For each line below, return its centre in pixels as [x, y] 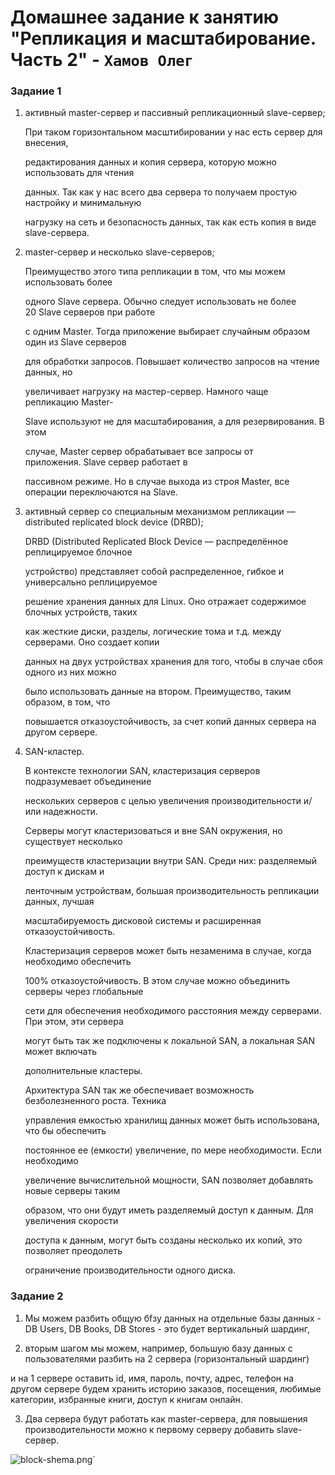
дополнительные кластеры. [83, 1071]
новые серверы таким [72, 1191]
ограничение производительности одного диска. [130, 1270]
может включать [61, 1052]
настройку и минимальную [83, 203]
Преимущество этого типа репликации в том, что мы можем [155, 272]
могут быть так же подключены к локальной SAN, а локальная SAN [170, 1041]
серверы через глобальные [84, 992]
